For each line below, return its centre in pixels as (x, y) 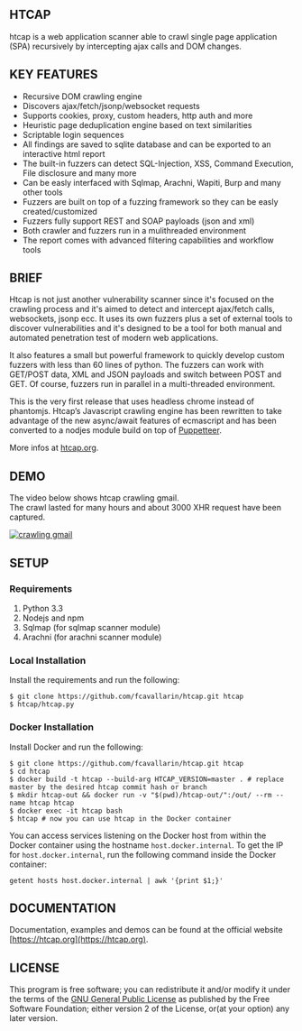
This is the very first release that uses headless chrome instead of (132, 401)
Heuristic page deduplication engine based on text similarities (137, 124)
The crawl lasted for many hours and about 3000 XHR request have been (146, 508)
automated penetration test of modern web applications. (114, 338)
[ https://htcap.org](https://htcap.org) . (79, 939)
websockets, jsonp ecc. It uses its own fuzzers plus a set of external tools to (151, 318)
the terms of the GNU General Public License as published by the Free (140, 999)
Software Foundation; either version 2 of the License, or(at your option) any (150, 1008)
